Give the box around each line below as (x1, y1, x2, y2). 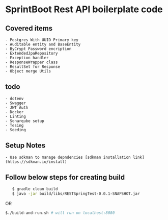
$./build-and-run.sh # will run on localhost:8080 (5, 210, 115, 215)
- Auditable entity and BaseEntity (5, 42, 81, 47)
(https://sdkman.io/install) (5, 159, 67, 164)
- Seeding (5, 127, 26, 132)
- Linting (5, 114, 26, 119)
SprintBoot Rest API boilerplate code (5, 4, 163, 15)
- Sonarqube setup (5, 118, 44, 124)
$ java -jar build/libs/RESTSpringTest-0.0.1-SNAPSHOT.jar (12, 191, 140, 197)
